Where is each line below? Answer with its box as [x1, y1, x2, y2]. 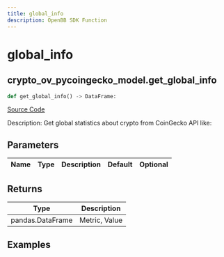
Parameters [7, 139, 59, 150]
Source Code [7, 105, 45, 114]
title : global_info [7, 10, 64, 17]
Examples [7, 239, 51, 251]
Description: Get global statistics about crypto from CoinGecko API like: [7, 119, 212, 127]
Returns [7, 182, 43, 195]
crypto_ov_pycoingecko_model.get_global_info [7, 75, 217, 86]
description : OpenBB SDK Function [7, 17, 108, 24]
